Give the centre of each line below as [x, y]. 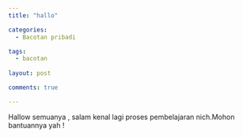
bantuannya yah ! [36, 125]
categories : [28, 30]
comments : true [33, 88]
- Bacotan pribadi [46, 37]
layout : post [30, 73]
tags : [17, 51]
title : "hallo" [33, 15]
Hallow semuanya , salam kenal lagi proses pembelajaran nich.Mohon [121, 117]
